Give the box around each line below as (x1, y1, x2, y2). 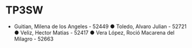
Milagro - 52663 (14, 35, 54, 42)
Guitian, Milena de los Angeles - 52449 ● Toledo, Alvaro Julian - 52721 (14, 23, 187, 30)
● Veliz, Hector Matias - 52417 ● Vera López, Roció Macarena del (14, 29, 175, 36)
